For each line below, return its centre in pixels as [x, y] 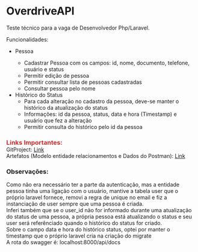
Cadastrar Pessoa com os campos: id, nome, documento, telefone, [107, 63]
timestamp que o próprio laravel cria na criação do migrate [79, 236]
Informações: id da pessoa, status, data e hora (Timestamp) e [101, 114]
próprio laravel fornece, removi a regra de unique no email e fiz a [87, 198]
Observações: [27, 171]
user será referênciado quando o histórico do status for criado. [84, 223]
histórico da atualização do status [66, 107]
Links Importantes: [35, 142]
